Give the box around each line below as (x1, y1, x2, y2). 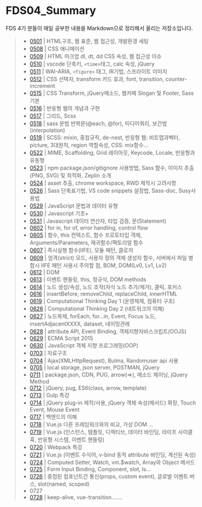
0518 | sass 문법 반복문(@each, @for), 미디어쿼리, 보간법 (29, 120, 167, 127)
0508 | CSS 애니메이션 (29, 45, 85, 52)
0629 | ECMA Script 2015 (29, 335, 93, 342)
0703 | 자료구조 (29, 349, 67, 356)
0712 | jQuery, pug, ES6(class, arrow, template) (29, 384, 147, 392)
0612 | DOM (29, 268, 60, 276)
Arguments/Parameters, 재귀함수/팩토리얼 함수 (29, 239, 144, 246)
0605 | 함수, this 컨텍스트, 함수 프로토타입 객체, (29, 231, 143, 239)
